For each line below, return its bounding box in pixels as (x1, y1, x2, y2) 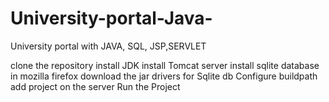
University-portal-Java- (10, 7, 213, 30)
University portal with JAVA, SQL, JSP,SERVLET (10, 40, 207, 52)
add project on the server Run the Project (10, 80, 181, 92)
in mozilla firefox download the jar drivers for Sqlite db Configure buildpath (10, 70, 318, 82)
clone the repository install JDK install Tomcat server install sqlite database (10, 59, 320, 71)
